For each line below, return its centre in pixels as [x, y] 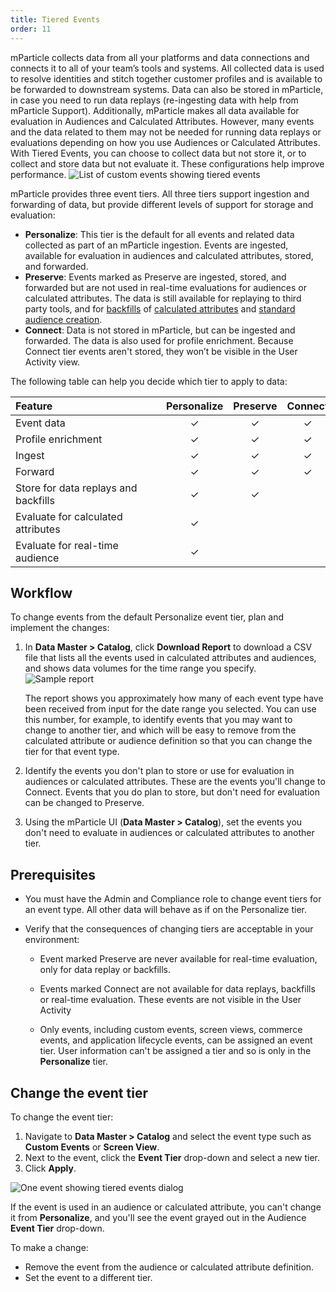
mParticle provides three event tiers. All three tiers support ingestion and [160, 193]
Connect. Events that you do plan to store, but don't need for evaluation [172, 792]
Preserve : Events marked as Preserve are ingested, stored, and [155, 277]
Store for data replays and [76, 488]
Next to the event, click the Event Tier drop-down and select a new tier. [172, 1157]
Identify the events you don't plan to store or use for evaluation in [159, 771]
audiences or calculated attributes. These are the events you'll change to [175, 782]
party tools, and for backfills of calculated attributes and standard [160, 308]
